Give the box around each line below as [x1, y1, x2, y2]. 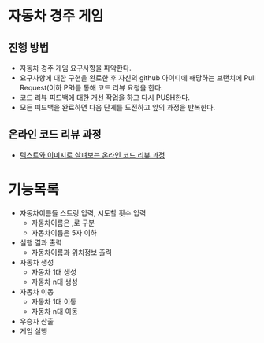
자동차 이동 [19, 286, 54, 296]
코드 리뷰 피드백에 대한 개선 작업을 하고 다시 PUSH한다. [19, 93, 191, 102]
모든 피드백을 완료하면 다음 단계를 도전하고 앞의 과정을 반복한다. [19, 103, 215, 112]
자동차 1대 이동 [31, 297, 77, 306]
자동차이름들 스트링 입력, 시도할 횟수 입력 [19, 208, 147, 217]
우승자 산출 [19, 316, 54, 326]
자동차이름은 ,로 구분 [31, 218, 95, 227]
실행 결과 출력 [19, 238, 62, 247]
